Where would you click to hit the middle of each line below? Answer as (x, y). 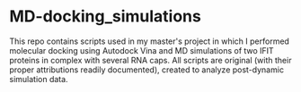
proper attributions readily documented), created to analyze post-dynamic (147, 70)
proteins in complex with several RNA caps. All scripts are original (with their (150, 60)
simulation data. (39, 79)
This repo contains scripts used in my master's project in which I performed (150, 41)
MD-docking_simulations (106, 17)
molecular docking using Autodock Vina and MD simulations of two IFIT (142, 50)
